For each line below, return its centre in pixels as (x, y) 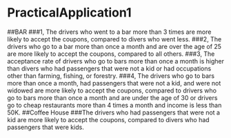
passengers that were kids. (46, 127)
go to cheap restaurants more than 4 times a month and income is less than (114, 105)
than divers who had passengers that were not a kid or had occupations (109, 68)
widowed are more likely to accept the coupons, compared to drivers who (112, 90)
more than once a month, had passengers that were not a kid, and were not (114, 83)
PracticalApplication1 (70, 13)
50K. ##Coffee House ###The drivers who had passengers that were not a (114, 112)
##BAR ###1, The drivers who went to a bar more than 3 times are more (109, 32)
